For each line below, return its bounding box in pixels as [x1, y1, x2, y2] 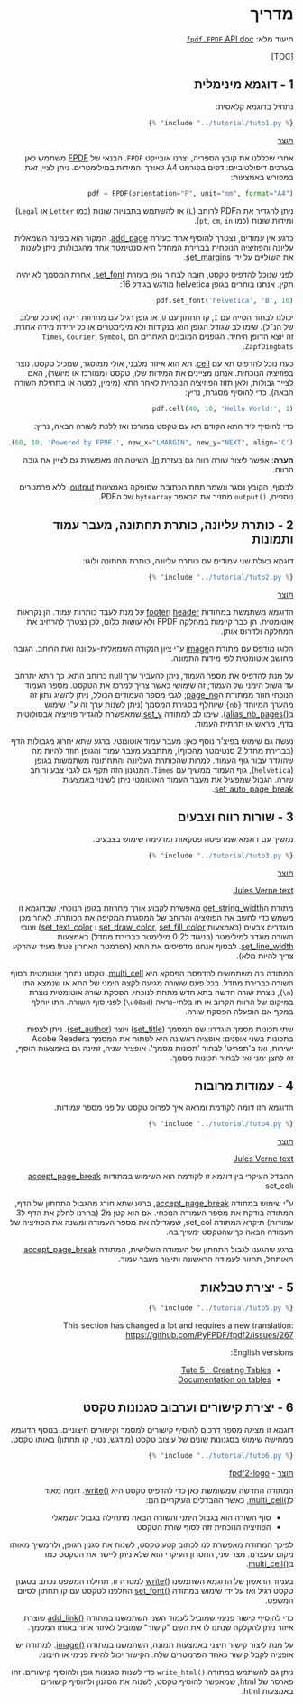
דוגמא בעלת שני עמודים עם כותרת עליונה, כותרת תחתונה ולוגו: [82, 554, 294, 566]
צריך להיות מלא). [235, 950, 294, 961]
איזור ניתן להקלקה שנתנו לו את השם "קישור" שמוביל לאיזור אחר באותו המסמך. [27, 1622, 294, 1633]
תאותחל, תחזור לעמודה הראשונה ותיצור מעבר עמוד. [118, 1253, 294, 1265]
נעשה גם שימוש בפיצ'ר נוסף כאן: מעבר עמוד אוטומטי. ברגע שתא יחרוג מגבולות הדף [10, 735, 294, 747]
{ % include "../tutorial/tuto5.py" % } [148, 1304, 294, 1313]
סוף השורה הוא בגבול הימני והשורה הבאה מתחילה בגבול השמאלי [51, 1512, 271, 1523]
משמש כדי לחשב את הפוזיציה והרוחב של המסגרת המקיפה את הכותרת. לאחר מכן [19, 912, 294, 922]
